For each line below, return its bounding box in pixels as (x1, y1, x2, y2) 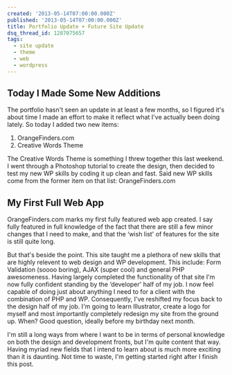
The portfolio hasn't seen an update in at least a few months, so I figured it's (7, 105, 225, 114)
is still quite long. (7, 237, 55, 246)
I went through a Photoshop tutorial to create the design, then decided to (7, 162, 215, 171)
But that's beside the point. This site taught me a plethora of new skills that (7, 251, 221, 259)
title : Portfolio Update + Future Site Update (7, 23, 144, 30)
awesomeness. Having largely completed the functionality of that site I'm (7, 273, 215, 281)
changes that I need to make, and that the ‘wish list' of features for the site (7, 230, 220, 238)
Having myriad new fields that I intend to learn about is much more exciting (7, 345, 222, 354)
